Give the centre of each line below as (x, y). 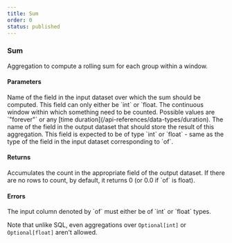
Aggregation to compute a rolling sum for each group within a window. (107, 66)
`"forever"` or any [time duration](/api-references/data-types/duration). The (115, 119)
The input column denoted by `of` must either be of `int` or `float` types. (109, 212)
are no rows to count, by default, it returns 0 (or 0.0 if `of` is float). (101, 181)
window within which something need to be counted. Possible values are (111, 112)
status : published (34, 26)
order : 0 (20, 20)
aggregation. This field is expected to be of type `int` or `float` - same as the (115, 134)
